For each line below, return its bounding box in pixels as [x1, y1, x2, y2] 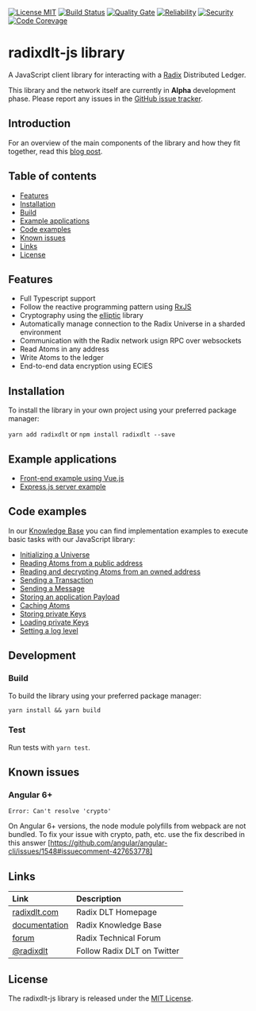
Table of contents [8, 169, 97, 183]
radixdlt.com [12, 907, 59, 918]
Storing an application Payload [19, 592, 120, 602]
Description [76, 893, 121, 904]
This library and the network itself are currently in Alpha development [8, 85, 236, 95]
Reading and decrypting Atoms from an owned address [19, 567, 201, 576]
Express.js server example [19, 482, 106, 491]
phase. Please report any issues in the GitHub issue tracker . [8, 94, 204, 103]
